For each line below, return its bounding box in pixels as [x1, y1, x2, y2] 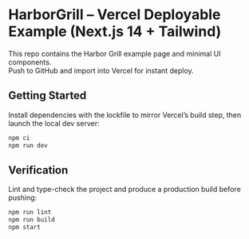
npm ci [8, 134, 30, 142]
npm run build [8, 216, 56, 224]
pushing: [8, 193, 38, 202]
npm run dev [8, 141, 48, 149]
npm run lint [8, 209, 52, 217]
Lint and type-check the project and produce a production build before [8, 185, 241, 194]
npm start [8, 223, 41, 232]
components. [8, 57, 52, 67]
